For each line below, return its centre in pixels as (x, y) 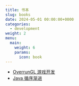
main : (16, 43)
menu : (11, 38)
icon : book (30, 57)
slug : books (18, 15)
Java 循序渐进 (27, 78)
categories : (18, 24)
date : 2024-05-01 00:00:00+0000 (39, 19)
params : (22, 52)
